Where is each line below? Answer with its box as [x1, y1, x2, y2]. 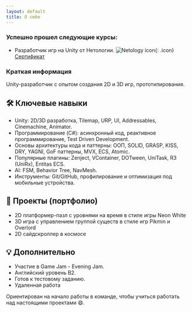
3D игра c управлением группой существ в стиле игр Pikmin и [14, 218, 170, 225]
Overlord [14, 224, 36, 231]
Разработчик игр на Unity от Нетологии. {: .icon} [14, 46, 174, 53]
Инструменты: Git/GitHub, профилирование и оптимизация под [14, 173, 172, 180]
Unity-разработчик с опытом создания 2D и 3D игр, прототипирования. [6, 81, 185, 88]
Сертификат [14, 53, 45, 60]
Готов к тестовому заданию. [14, 275, 86, 282]
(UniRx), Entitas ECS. [14, 160, 65, 167]
